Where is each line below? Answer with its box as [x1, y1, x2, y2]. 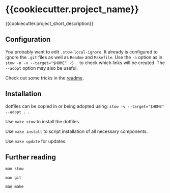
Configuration [5, 35, 51, 44]
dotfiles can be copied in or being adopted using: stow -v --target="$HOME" [5, 103, 164, 109]
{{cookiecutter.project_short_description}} [5, 20, 94, 26]
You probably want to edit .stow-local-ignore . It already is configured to [5, 48, 158, 54]
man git [5, 175, 22, 180]
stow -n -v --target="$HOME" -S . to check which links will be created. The [5, 60, 165, 66]
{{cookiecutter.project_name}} [5, 4, 139, 15]
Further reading [5, 153, 56, 161]
